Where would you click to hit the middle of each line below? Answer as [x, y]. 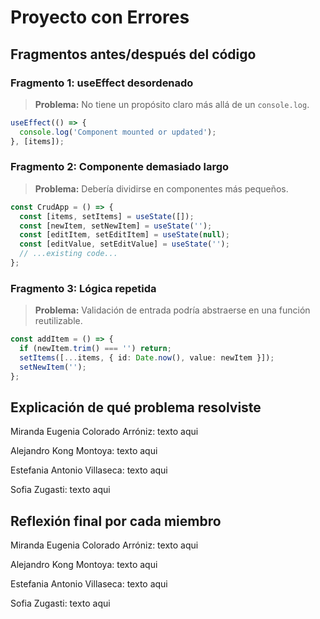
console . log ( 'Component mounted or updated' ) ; [118, 132]
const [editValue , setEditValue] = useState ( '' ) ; [124, 244]
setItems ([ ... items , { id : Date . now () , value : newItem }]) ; [147, 357]
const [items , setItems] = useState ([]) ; [107, 216]
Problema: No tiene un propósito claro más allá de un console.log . [172, 104]
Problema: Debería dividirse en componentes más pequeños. [161, 188]
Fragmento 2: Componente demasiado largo [120, 167]
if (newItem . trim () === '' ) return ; [95, 349]
